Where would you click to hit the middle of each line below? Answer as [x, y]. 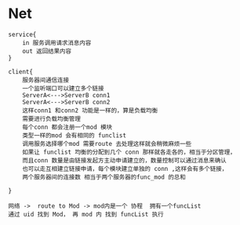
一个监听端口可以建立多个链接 [63, 88]
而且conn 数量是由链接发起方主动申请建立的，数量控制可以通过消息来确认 [124, 160]
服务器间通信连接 [45, 80]
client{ [21, 71]
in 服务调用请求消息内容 [57, 43]
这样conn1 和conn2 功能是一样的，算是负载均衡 [90, 111]
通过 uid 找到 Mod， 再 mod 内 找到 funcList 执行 [86, 214]
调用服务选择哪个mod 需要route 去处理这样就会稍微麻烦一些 [107, 143]
